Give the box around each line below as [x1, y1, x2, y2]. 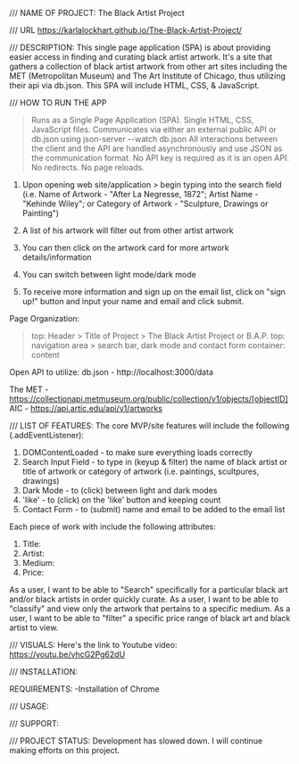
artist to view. [9, 622, 59, 633]
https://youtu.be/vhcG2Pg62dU [9, 649, 126, 660]
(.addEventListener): [9, 430, 85, 440]
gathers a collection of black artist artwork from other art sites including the [9, 62, 287, 71]
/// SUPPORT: [9, 718, 60, 728]
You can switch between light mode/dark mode [21, 270, 196, 279]
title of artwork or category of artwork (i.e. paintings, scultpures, [21, 466, 260, 477]
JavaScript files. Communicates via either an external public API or [30, 124, 277, 135]
